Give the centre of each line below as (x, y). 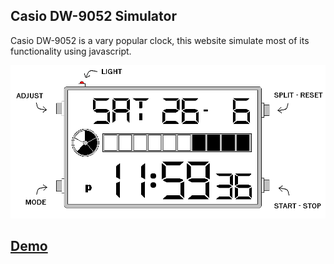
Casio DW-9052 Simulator (93, 16)
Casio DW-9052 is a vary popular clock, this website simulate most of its (160, 40)
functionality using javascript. (71, 51)
